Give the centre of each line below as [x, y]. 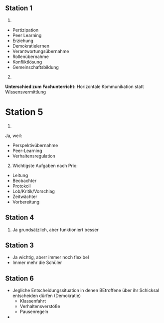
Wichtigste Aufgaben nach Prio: [45, 165]
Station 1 [19, 8]
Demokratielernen [31, 46]
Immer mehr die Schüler [37, 262]
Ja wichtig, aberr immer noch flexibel [51, 257]
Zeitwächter [25, 196]
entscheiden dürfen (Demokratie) [47, 296]
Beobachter [24, 180]
